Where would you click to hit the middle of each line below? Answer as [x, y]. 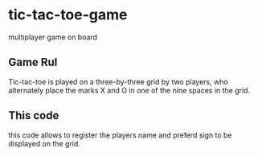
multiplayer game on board [53, 37]
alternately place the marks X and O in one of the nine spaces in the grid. [129, 90]
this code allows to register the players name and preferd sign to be [120, 135]
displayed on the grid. [44, 143]
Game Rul [33, 62]
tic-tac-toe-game [68, 15]
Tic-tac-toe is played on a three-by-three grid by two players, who [119, 81]
